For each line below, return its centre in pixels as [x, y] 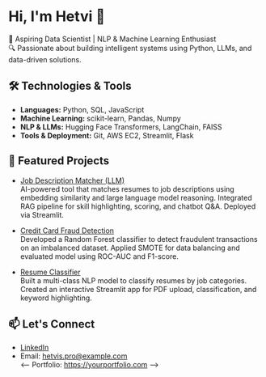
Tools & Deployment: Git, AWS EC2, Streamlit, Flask [107, 135]
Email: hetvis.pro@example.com [74, 356]
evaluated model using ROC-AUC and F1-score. [99, 256]
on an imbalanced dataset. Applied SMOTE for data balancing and [130, 248]
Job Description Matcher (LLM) [72, 180]
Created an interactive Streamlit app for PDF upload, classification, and [138, 289]
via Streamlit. [42, 214]
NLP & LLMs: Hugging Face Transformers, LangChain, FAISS [121, 127]
